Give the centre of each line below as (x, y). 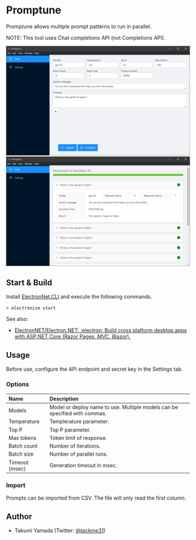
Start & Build (29, 283)
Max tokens (22, 438)
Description (64, 398)
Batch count (23, 446)
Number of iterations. (75, 446)
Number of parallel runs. (78, 454)
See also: (17, 319)
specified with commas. (78, 413)
